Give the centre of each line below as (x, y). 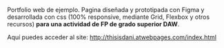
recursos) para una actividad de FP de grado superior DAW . (93, 24)
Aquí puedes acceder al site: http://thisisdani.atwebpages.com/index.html (112, 37)
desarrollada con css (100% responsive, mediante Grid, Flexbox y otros (109, 17)
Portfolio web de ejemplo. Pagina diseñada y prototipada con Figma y (106, 10)
